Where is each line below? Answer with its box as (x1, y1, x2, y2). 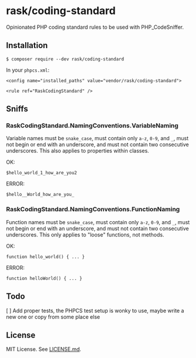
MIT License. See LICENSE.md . (6, 346, 82, 353)
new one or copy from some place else (6, 313, 101, 320)
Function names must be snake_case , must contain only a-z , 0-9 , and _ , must (6, 218, 190, 225)
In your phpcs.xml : (6, 66, 50, 73)
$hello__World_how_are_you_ (6, 192, 75, 198)
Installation (6, 40, 48, 50)
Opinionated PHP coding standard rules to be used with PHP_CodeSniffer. (6, 23, 184, 31)
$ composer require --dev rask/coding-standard (6, 56, 125, 62)
